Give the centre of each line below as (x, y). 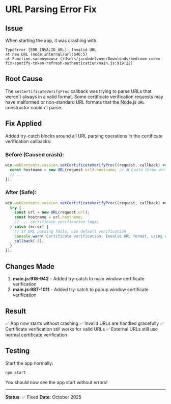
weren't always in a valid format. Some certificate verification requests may (84, 97)
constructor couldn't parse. (34, 107)
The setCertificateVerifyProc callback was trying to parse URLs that (78, 91)
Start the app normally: (29, 363)
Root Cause (24, 79)
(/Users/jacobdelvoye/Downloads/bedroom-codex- (111, 59)
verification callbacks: (28, 141)
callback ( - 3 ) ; (29, 241)
